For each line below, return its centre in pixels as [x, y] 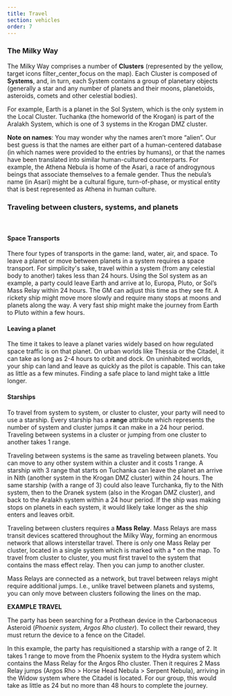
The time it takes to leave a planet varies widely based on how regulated [110, 344]
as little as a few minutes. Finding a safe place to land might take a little [108, 373]
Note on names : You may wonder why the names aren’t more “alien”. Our [112, 137]
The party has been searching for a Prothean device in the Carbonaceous [112, 620]
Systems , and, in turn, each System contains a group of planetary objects [113, 81]
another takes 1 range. [39, 442]
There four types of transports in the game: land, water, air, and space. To [113, 254]
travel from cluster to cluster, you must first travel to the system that [104, 558]
